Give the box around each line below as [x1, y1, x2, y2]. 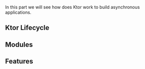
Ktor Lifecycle [5, 24, 50, 32]
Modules [5, 40, 33, 49]
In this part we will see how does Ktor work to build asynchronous [5, 4, 140, 10]
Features [5, 57, 33, 66]
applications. [5, 9, 31, 15]
